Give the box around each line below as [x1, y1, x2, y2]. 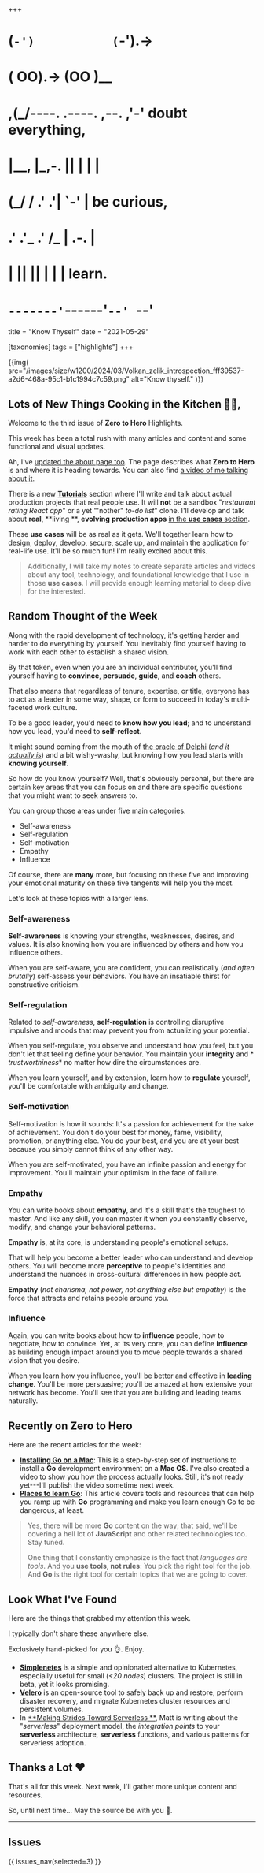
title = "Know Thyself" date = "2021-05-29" [8, 327, 149, 337]
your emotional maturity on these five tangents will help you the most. [8, 878, 234, 888]
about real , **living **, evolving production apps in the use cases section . [8, 514, 250, 524]
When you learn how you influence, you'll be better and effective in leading [8, 1371, 253, 1380]
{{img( [8, 358, 29, 367]
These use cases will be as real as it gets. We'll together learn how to [8, 530, 233, 539]
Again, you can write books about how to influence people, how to [8, 1331, 225, 1340]
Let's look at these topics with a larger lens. [8, 893, 149, 903]
